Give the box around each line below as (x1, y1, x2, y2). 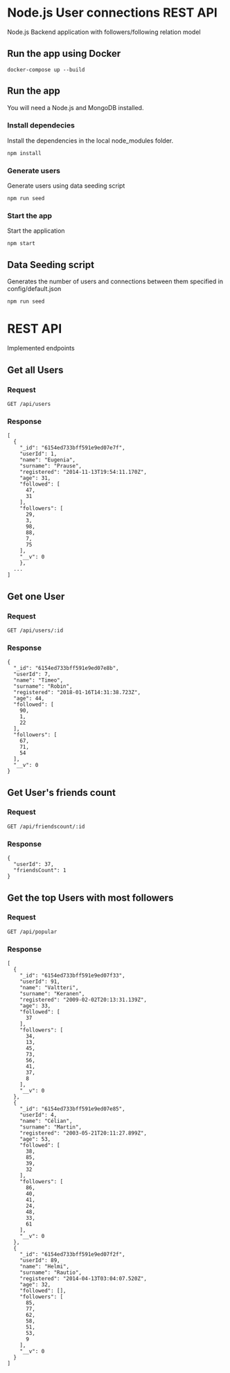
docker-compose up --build (7, 66, 85, 73)
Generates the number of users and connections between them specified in (7, 277, 224, 285)
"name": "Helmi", (19, 1263, 70, 1270)
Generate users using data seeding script (7, 181, 125, 190)
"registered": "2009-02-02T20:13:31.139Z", (19, 996, 148, 1004)
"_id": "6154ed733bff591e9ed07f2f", (19, 1251, 126, 1258)
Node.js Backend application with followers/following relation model (7, 28, 201, 36)
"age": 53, (19, 1136, 51, 1143)
